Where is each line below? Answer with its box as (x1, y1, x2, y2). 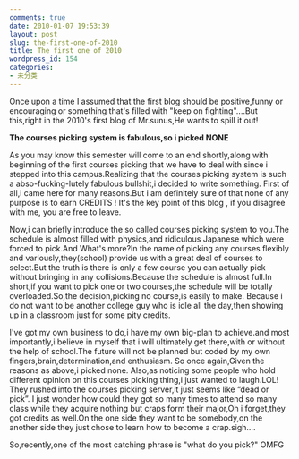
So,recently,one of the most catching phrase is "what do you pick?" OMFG (9, 439, 285, 450)
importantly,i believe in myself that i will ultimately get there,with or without (9, 336, 285, 347)
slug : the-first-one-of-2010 (9, 38, 118, 47)
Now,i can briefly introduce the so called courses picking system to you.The (9, 224, 289, 234)
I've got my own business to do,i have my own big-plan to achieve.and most (9, 327, 290, 337)
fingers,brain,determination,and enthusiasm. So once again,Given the (9, 355, 265, 366)
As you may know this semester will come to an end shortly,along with (9, 149, 269, 160)
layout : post (9, 30, 58, 38)
